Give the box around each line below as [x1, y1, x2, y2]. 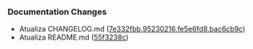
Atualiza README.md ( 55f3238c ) [18, 32, 129, 42]
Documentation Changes [7, 6, 107, 17]
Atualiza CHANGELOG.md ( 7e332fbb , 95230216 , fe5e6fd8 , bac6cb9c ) [18, 24, 246, 34]
